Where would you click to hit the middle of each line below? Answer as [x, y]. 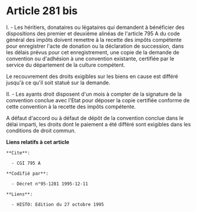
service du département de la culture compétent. [66, 65]
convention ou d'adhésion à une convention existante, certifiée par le [90, 58]
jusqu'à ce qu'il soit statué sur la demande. [58, 82]
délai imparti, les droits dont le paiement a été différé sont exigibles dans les [98, 124]
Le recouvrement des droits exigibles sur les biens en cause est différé [92, 76]
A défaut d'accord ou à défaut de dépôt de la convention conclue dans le [95, 118]
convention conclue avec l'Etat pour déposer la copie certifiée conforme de [98, 100]
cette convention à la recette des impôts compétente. [71, 106]
